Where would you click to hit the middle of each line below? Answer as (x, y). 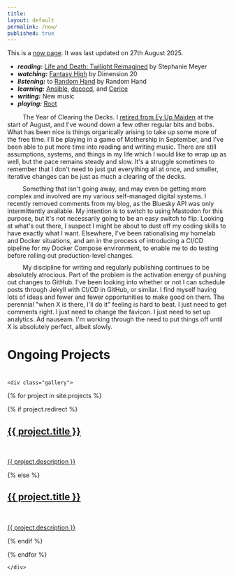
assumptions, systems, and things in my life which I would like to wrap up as (117, 154)
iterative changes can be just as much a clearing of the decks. (97, 177)
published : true (31, 33)
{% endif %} (25, 541)
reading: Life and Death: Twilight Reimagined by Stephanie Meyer (112, 66)
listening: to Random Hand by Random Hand (82, 82)
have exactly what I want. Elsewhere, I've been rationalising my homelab (111, 233)
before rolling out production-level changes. (71, 255)
